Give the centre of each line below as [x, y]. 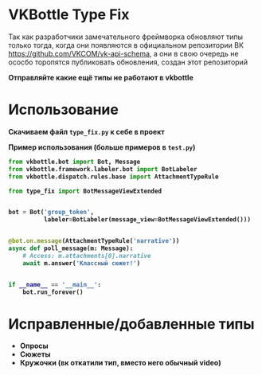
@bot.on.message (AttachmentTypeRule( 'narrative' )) [94, 241]
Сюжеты [35, 354]
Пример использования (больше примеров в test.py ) [102, 147]
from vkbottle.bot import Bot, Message [74, 162]
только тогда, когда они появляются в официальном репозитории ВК [126, 45]
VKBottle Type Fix [69, 15]
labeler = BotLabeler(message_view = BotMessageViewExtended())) [147, 220]
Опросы [34, 346]
